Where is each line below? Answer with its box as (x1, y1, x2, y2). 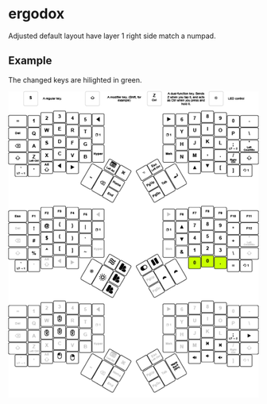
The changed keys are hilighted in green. (8, 75, 142, 84)
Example (8, 54, 52, 67)
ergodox (8, 5, 65, 23)
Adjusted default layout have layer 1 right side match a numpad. (8, 31, 216, 40)
